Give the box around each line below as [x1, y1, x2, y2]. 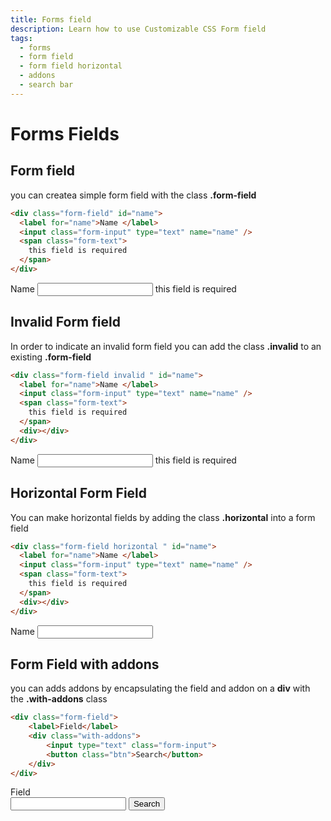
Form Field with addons [10, 656, 160, 673]
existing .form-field [10, 351, 92, 363]
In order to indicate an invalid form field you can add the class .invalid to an [10, 340, 322, 352]
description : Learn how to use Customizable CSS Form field [10, 24, 267, 34]
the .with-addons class [10, 693, 108, 705]
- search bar [19, 80, 74, 90]
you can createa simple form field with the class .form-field [10, 189, 257, 201]
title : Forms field [10, 14, 92, 25]
